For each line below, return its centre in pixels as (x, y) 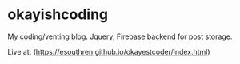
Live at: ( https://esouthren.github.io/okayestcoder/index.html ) (109, 51)
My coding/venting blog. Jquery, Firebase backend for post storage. (120, 36)
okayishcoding (58, 15)
